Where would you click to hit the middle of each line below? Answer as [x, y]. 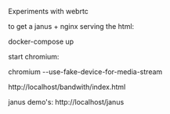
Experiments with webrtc [48, 11]
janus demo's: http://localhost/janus [66, 102]
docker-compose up [41, 41]
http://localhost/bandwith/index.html [67, 87]
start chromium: [34, 57]
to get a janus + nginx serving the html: [71, 26]
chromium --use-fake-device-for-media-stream [85, 72]
